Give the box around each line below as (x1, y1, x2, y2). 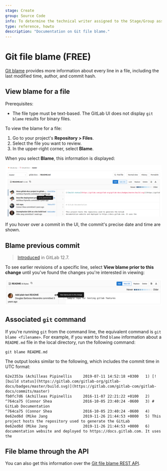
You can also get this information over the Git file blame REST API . (5, 461, 141, 467)
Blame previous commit (5, 241, 80, 249)
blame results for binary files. (12, 115, 71, 122)
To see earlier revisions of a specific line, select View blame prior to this (5, 264, 154, 270)
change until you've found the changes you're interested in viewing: (5, 269, 145, 275)
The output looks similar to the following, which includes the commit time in (5, 358, 160, 364)
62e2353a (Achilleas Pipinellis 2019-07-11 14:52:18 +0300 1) (5, 374, 150, 379)
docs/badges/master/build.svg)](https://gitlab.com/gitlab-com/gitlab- (5, 384, 157, 389)
